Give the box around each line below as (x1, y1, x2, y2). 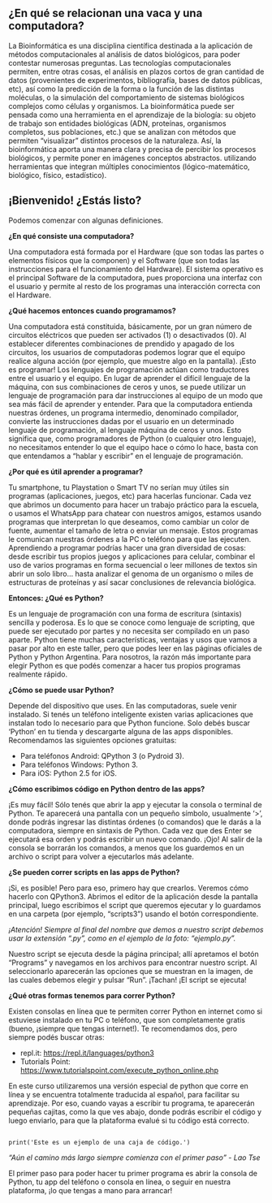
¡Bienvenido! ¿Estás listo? (8, 194, 142, 208)
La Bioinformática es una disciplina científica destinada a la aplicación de (8, 41, 253, 50)
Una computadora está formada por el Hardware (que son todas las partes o (8, 247, 265, 257)
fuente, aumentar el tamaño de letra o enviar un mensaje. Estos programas (8, 526, 258, 535)
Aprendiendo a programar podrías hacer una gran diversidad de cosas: (8, 543, 246, 552)
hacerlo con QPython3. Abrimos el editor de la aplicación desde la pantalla (8, 891, 258, 901)
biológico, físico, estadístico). (8, 170, 107, 180)
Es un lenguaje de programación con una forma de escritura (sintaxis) (8, 608, 242, 618)
